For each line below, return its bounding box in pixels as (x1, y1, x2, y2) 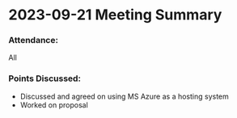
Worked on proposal (19, 99, 89, 110)
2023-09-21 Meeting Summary (8, 6, 222, 24)
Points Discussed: (8, 73, 82, 84)
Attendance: (8, 35, 59, 46)
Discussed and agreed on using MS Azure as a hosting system (19, 91, 229, 101)
